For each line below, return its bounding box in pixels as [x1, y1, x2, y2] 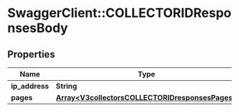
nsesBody [7, 20, 68, 36]
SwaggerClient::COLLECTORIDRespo [7, 5, 232, 21]
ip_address [11, 82, 50, 91]
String [55, 82, 78, 91]
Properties [7, 48, 55, 60]
